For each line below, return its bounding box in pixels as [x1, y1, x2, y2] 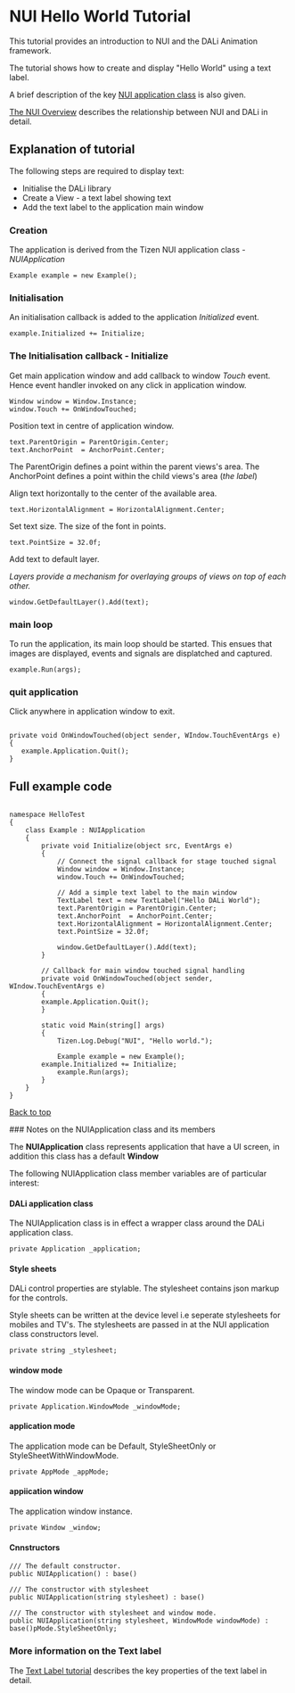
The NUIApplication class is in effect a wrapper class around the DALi [9, 1218, 265, 1228]
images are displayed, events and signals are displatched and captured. [9, 648, 273, 658]
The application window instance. [9, 1506, 134, 1517]
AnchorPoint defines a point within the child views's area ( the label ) [9, 470, 258, 481]
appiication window [9, 1486, 84, 1497]
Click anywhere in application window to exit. [9, 706, 176, 717]
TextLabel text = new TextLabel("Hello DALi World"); [56, 896, 261, 905]
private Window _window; [9, 1524, 102, 1532]
